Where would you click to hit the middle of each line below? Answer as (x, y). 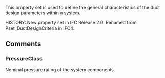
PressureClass (24, 59)
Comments (23, 44)
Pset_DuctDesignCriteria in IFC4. (40, 28)
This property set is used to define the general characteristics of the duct (83, 7)
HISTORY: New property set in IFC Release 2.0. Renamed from (71, 23)
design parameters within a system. (43, 13)
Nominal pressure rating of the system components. (60, 70)
